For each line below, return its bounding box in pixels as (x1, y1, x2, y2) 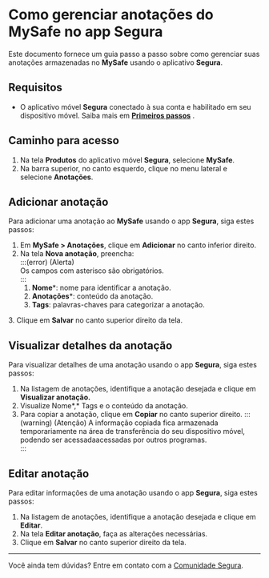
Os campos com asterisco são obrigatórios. (19, 266, 164, 275)
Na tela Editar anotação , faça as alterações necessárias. (19, 529, 208, 538)
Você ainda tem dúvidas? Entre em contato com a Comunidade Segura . (8, 560, 244, 570)
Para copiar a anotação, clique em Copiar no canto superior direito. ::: (19, 410, 251, 419)
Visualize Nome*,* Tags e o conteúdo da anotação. (19, 401, 188, 411)
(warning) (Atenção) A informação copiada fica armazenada (19, 418, 219, 427)
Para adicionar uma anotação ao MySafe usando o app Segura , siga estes (8, 216, 255, 226)
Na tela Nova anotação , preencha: (19, 249, 134, 259)
